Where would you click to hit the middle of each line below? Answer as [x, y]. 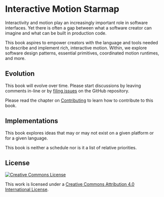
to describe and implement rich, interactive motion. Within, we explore [76, 48]
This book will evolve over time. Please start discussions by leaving [73, 85]
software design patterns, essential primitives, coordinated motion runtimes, [82, 53]
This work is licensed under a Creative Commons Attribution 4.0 [70, 184]
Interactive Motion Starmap [62, 9]
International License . [27, 190]
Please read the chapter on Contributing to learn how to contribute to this [79, 100]
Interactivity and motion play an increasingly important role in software [77, 23]
